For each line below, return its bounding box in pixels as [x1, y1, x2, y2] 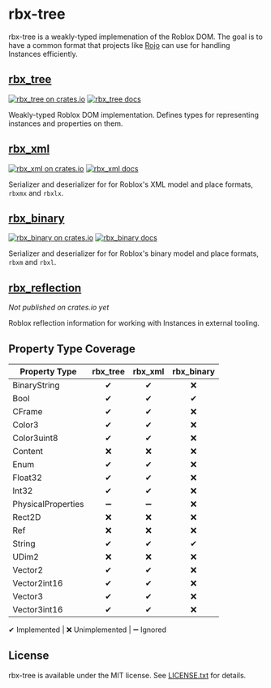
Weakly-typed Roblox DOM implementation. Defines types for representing [8, 110, 260, 119]
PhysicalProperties [12, 499, 84, 509]
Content [12, 446, 43, 457]
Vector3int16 [12, 604, 63, 615]
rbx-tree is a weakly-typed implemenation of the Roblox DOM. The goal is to [8, 32, 264, 41]
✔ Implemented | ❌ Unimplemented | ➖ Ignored [8, 625, 166, 634]
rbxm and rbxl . [8, 257, 57, 267]
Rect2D [12, 512, 41, 522]
